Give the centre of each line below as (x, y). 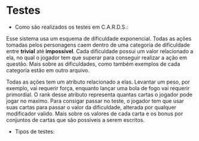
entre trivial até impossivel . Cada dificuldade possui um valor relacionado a (100, 51)
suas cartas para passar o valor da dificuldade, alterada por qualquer (91, 107)
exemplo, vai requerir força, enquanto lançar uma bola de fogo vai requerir (98, 88)
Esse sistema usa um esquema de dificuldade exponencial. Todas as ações (99, 38)
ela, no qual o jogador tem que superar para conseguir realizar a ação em (97, 57)
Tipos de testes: (35, 131)
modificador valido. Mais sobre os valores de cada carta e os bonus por (95, 114)
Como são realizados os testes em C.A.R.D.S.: (71, 27)
